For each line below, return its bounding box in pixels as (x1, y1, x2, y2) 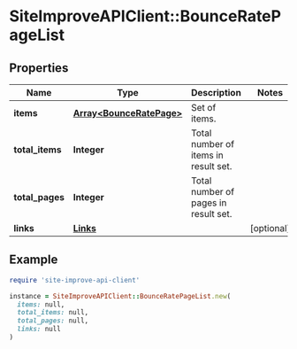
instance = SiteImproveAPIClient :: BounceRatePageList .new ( (9, 291, 232, 300)
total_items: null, (17, 308, 89, 317)
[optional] (249, 222, 291, 234)
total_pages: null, (17, 316, 89, 325)
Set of (191, 102, 217, 113)
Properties (9, 60, 69, 75)
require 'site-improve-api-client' (9, 275, 141, 284)
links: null (17, 325, 62, 334)
